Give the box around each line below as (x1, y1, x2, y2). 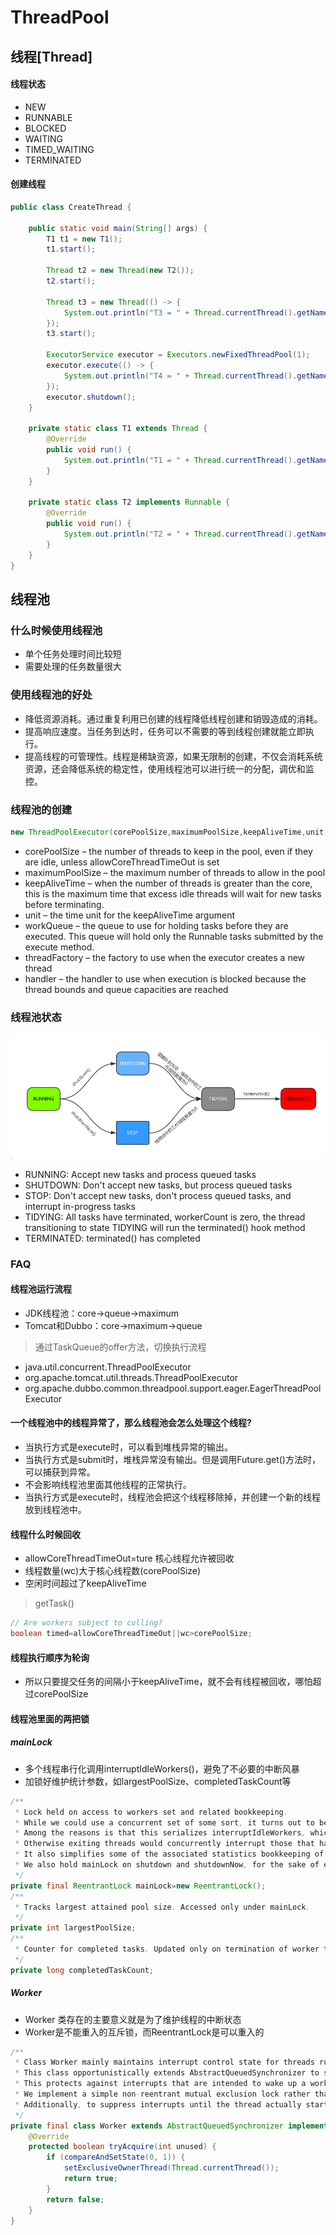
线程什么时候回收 (10, 1528, 81, 1540)
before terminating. (24, 898, 105, 910)
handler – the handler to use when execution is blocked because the (24, 972, 307, 985)
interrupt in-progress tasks (24, 1200, 136, 1212)
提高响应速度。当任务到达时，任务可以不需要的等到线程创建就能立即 (24, 725, 306, 737)
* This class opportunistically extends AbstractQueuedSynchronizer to (14, 2068, 320, 2078)
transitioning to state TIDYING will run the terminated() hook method (24, 1221, 306, 1233)
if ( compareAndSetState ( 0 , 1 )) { (46, 2152, 186, 2163)
